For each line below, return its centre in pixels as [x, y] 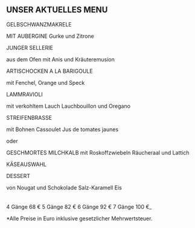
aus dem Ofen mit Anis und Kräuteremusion [60, 59]
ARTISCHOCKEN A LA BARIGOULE [50, 71]
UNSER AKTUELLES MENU [57, 10]
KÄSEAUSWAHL [27, 164]
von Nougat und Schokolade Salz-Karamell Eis [64, 187]
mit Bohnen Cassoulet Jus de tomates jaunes [62, 129]
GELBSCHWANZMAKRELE [39, 24]
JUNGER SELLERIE [30, 48]
